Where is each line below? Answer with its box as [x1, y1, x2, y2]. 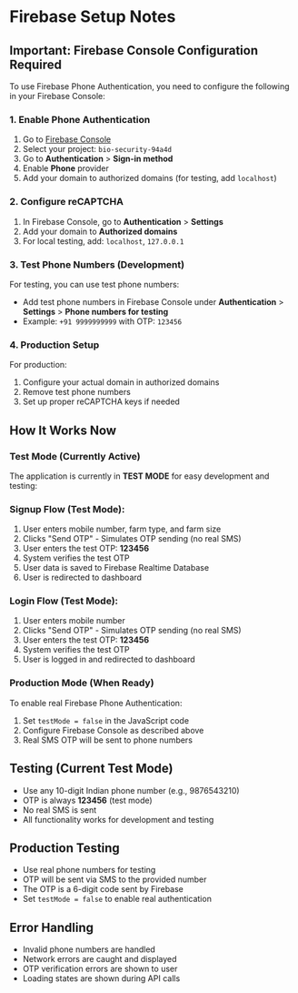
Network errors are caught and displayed [22, 954, 177, 965]
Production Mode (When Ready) [9, 676, 154, 689]
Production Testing [9, 840, 120, 856]
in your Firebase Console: [9, 91, 106, 101]
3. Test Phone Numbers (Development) [9, 258, 184, 270]
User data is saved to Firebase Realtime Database [22, 562, 210, 573]
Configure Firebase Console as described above [22, 724, 204, 735]
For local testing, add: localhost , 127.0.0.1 [22, 235, 184, 247]
